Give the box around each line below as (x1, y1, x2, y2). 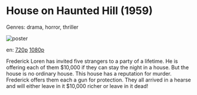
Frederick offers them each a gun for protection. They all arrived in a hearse (6, 76, 191, 83)
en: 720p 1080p (6, 46, 44, 53)
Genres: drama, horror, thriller (6, 23, 79, 30)
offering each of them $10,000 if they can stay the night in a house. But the (6, 63, 189, 71)
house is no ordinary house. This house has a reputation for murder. (6, 70, 172, 77)
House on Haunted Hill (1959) (6, 4, 153, 18)
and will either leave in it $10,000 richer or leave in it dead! (6, 82, 148, 89)
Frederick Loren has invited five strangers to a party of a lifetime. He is (6, 57, 179, 65)
